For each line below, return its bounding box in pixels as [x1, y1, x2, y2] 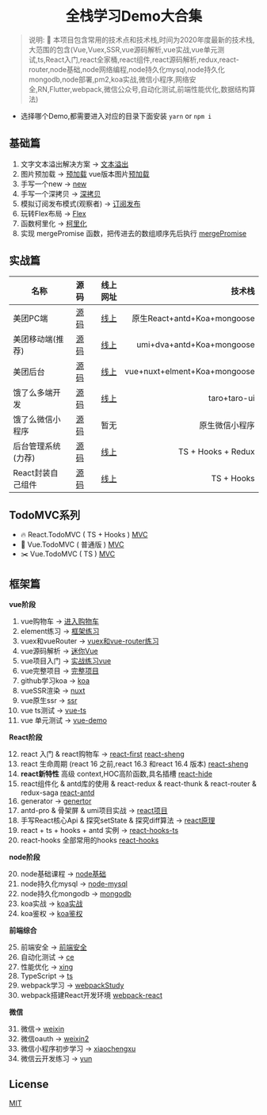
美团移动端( [13, 334, 56, 345]
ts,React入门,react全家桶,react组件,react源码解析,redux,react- [37, 55, 240, 64]
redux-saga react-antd [20, 788, 95, 797]
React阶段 [9, 732, 43, 742]
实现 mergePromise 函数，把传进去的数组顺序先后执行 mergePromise [20, 228, 247, 238]
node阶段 [9, 853, 40, 862]
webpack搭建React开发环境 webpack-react [20, 991, 163, 1000]
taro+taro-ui [208, 392, 255, 403]
